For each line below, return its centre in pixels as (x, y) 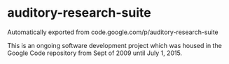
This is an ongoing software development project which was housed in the (114, 45)
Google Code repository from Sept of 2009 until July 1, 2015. (95, 53)
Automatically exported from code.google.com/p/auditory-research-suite (113, 32)
